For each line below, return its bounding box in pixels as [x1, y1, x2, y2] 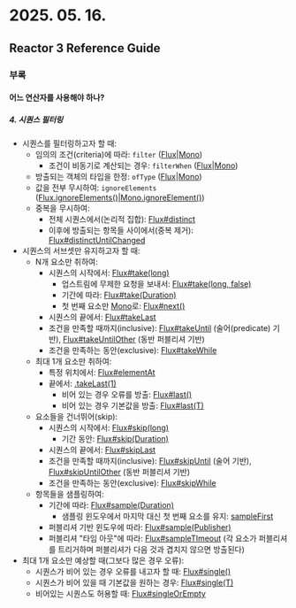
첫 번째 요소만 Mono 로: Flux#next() [61, 301, 186, 312]
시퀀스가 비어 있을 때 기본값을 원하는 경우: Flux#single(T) [34, 577, 234, 589]
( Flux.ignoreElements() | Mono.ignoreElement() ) [34, 192, 205, 204]
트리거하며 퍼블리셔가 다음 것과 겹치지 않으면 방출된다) [57, 544, 246, 555]
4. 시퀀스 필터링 [9, 114, 64, 125]
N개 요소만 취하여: [34, 257, 99, 267]
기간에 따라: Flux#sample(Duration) [48, 500, 175, 511]
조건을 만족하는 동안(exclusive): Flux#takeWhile [48, 345, 217, 356]
